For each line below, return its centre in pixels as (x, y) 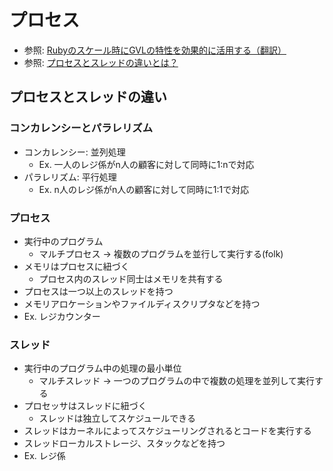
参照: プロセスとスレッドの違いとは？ (101, 62)
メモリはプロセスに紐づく (76, 266)
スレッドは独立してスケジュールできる (117, 418)
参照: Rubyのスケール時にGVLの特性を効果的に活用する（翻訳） (155, 50)
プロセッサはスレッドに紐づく (85, 406)
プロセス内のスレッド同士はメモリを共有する (131, 278)
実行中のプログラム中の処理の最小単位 (102, 368)
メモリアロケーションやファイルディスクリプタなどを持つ (142, 303)
